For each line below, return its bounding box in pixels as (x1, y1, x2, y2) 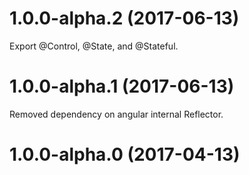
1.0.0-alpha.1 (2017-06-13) (9, 75, 235, 98)
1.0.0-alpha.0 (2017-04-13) (9, 143, 241, 166)
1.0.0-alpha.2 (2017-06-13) (9, 7, 240, 30)
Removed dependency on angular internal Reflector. (9, 108, 224, 120)
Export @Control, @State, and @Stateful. (9, 40, 179, 52)
